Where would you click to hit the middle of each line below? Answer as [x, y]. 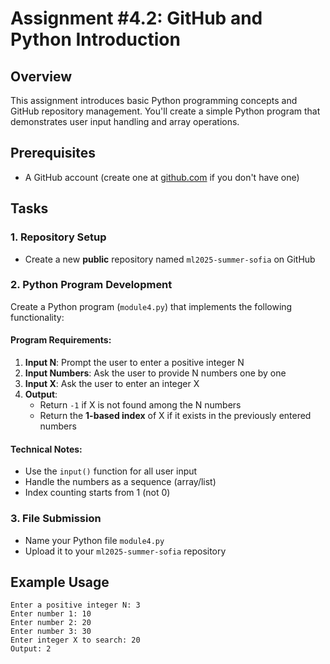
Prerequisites [53, 153]
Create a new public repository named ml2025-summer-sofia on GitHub [170, 259]
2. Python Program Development [91, 285]
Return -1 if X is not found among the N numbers [140, 405]
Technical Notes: [46, 449]
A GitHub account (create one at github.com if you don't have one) [162, 177]
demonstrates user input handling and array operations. [125, 121]
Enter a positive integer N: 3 [75, 605]
